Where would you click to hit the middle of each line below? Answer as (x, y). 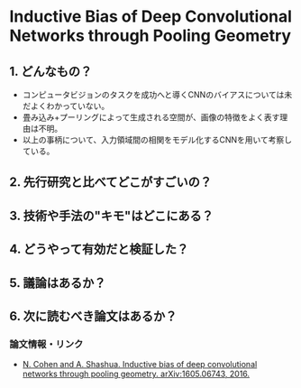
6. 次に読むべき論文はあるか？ (93, 316)
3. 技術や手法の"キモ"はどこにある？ (111, 215)
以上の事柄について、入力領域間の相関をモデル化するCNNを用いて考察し (157, 140)
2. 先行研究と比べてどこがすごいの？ (111, 182)
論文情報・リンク (46, 344)
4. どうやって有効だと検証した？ (99, 249)
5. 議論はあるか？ (58, 283)
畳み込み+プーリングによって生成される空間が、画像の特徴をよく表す (151, 117)
